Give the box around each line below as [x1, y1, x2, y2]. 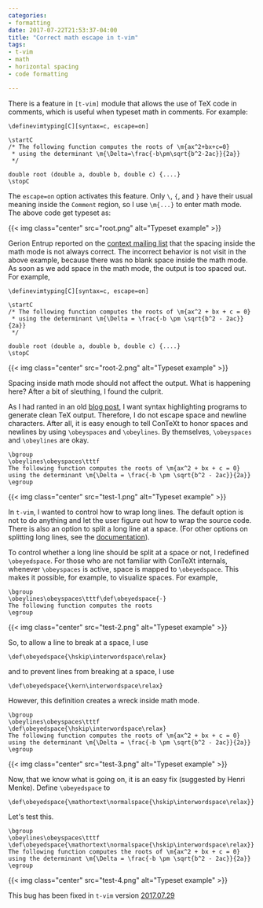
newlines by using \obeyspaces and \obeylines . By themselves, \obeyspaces [8, 427, 253, 436]
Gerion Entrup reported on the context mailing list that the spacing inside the [8, 238, 256, 248]
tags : [8, 41, 26, 49]
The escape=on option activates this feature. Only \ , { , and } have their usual [8, 191, 254, 201]
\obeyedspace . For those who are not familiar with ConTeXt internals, [8, 556, 228, 565]
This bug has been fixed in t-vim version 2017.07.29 [8, 891, 175, 900]
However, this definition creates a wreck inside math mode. [8, 695, 200, 705]
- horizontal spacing [8, 63, 79, 71]
